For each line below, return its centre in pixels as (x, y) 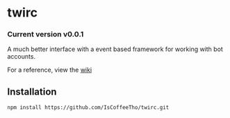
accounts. (22, 57)
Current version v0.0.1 (46, 35)
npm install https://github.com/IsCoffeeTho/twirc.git (88, 108)
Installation (32, 91)
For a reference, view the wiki (50, 70)
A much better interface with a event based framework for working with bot (115, 49)
